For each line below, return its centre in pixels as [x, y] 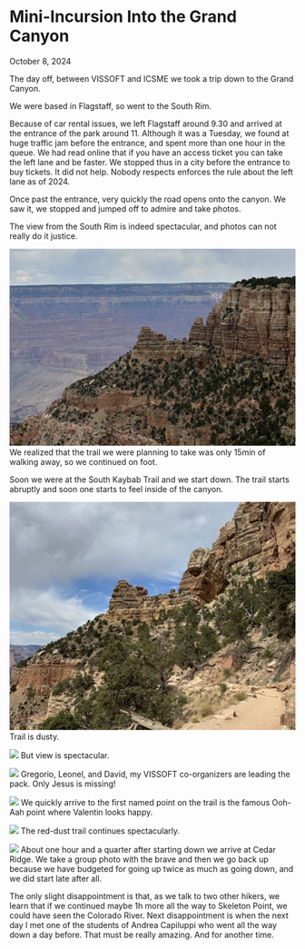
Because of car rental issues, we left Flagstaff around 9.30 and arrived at [146, 124]
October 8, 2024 [40, 61]
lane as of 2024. [40, 181]
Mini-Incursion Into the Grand [123, 17]
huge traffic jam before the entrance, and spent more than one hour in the [148, 143]
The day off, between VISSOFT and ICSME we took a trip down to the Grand [152, 78]
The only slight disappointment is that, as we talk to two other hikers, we [145, 896]
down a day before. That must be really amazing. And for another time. [142, 935]
